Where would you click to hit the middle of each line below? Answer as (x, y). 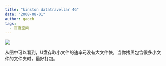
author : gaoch (20, 19)
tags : (11, 24)
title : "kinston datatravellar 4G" (42, 10)
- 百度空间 (19, 28)
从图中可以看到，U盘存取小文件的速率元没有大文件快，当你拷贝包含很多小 (81, 52)
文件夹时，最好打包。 (36, 59)
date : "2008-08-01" (25, 14)
